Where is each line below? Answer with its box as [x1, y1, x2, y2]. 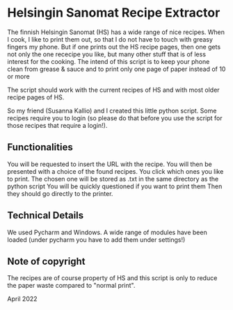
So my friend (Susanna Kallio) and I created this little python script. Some [7, 106, 217, 115]
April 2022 [7, 295, 38, 303]
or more [7, 72, 30, 81]
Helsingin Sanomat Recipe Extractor [7, 5, 220, 21]
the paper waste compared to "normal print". [7, 282, 136, 290]
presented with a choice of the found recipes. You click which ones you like [7, 167, 224, 175]
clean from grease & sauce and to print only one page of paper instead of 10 [7, 65, 226, 73]
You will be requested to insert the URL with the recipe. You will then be [7, 160, 212, 168]
